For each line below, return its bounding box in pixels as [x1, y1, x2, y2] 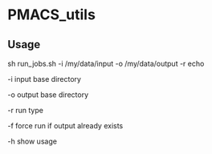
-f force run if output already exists [7, 121, 124, 130]
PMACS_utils [7, 6, 96, 24]
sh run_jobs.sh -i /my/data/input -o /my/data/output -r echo [7, 59, 205, 68]
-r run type [7, 106, 43, 115]
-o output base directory [7, 90, 89, 99]
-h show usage [7, 136, 58, 146]
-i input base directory [7, 75, 82, 83]
